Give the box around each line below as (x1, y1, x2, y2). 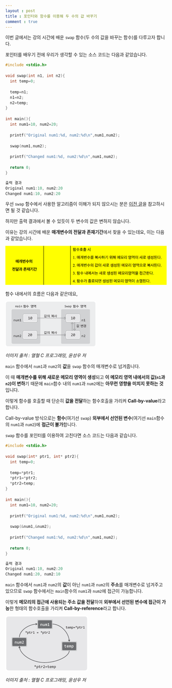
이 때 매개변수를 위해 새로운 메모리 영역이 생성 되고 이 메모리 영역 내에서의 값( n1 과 (5, 374, 165, 381)
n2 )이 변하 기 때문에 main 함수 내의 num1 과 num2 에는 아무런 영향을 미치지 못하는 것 (5, 381, 164, 387)
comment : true (5, 19, 38, 24)
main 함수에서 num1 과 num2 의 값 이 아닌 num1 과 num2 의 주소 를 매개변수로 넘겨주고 (5, 582, 163, 588)
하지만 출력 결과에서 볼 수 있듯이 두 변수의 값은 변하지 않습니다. (5, 218, 131, 225)
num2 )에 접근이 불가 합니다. (25, 421, 77, 428)
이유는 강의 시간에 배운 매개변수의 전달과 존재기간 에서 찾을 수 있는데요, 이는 (5, 229, 155, 235)
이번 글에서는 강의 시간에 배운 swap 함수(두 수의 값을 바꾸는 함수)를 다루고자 (5, 34, 156, 40)
